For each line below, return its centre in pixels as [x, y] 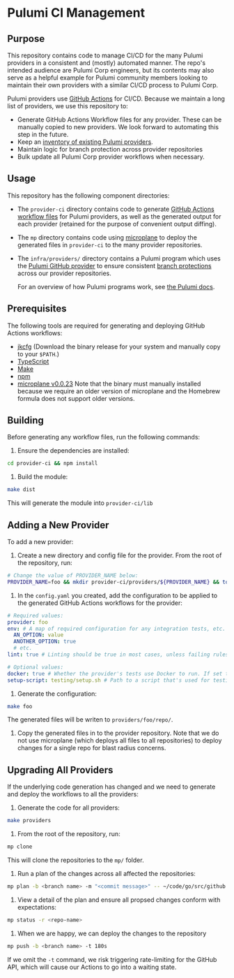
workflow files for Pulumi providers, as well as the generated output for [119, 216]
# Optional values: [36, 667]
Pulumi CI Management [76, 13]
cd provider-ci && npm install [53, 464]
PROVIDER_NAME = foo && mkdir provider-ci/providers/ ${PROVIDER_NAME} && [113, 582]
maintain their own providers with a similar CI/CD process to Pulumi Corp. [113, 85]
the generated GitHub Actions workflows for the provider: [100, 603]
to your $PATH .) [38, 353]
